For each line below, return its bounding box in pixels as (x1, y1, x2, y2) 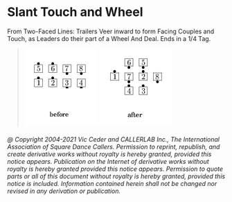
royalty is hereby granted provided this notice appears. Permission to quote (7, 165, 224, 173)
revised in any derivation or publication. (7, 187, 121, 195)
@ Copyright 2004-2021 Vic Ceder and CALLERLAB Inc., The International (7, 135, 220, 143)
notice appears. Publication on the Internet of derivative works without (7, 157, 209, 165)
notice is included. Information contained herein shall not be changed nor (7, 179, 217, 187)
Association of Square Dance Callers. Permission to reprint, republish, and (7, 142, 220, 151)
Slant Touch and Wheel (7, 4, 143, 20)
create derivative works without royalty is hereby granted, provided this (7, 150, 212, 158)
